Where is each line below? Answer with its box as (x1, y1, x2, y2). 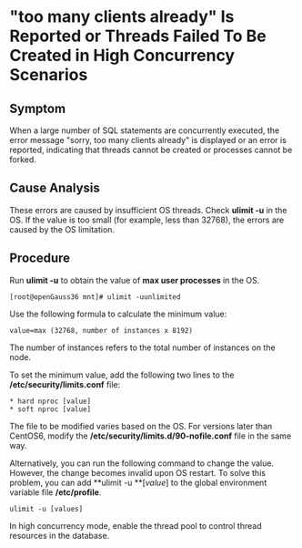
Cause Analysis (9, 181, 100, 196)
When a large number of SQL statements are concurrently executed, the (9, 125, 280, 136)
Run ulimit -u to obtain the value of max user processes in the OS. (9, 274, 260, 285)
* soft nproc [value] (9, 404, 92, 414)
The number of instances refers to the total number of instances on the (9, 342, 276, 353)
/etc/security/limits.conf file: (9, 378, 121, 389)
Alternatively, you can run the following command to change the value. (9, 458, 275, 469)
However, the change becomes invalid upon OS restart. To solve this (9, 467, 267, 478)
